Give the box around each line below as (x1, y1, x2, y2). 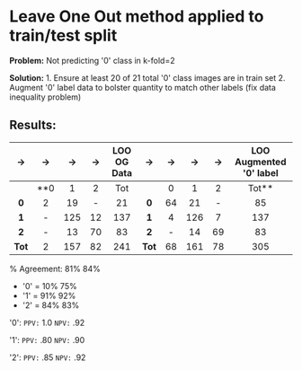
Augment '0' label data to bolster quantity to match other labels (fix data (9, 82, 277, 92)
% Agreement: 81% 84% (9, 263, 102, 274)
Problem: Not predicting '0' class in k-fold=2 (9, 55, 175, 66)
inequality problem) (9, 92, 82, 102)
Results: (9, 118, 57, 133)
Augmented (235, 155, 287, 168)
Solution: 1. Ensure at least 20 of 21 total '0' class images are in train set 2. (9, 72, 286, 83)
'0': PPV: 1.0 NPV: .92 (9, 317, 85, 328)
